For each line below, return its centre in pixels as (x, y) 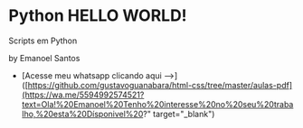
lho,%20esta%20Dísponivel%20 (82, 114)
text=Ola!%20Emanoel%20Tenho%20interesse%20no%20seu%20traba (157, 104)
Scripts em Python (43, 41)
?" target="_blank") (179, 114)
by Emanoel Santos (44, 58)
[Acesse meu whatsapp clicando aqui (91, 75)
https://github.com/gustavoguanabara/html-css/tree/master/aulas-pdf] (160, 85)
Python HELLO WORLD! (98, 16)
